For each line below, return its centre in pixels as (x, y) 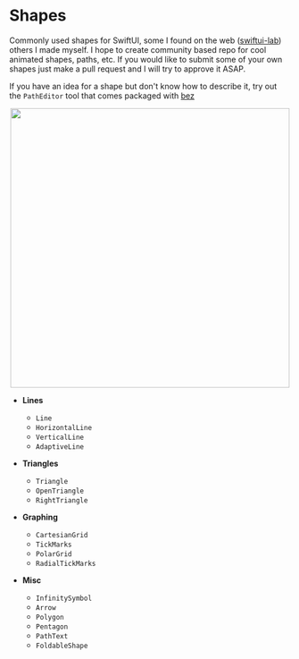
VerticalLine (60, 437)
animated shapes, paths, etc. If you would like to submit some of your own (146, 59)
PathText (52, 636)
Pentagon (52, 627)
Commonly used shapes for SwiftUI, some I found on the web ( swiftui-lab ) (145, 40)
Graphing (40, 517)
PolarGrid (54, 554)
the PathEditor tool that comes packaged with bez (102, 96)
